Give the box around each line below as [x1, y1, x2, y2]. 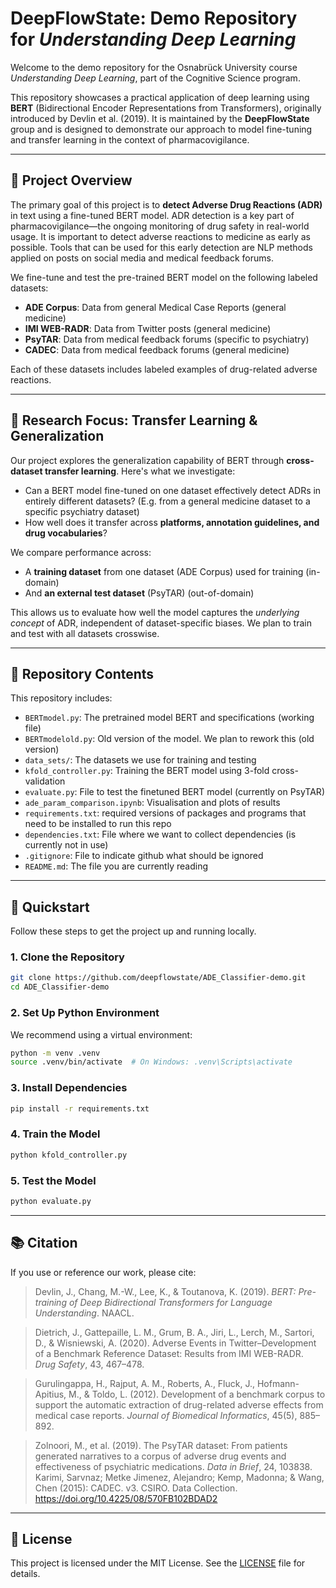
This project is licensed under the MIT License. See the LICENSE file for [10, 1557, 306, 1569]
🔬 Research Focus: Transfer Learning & [10, 412, 258, 429]
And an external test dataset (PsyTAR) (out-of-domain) [24, 587, 255, 599]
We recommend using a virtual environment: [10, 1028, 193, 1041]
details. [10, 1568, 41, 1580]
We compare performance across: [10, 546, 152, 558]
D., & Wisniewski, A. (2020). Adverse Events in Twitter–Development [34, 1337, 317, 1349]
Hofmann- [256, 1377, 300, 1389]
